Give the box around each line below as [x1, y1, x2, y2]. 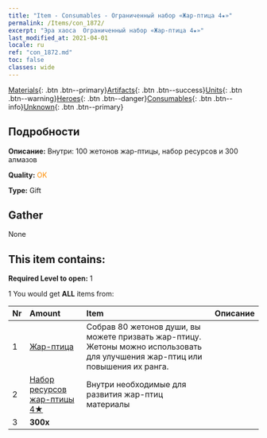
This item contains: [8, 252, 106, 266]
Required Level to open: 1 [8, 273, 93, 283]
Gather [8, 208, 44, 222]
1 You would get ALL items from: [8, 289, 114, 299]
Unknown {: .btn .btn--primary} [23, 102, 124, 111]
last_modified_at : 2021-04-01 [8, 33, 109, 42]
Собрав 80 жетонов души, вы [86, 321, 201, 332]
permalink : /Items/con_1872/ [8, 19, 105, 27]
